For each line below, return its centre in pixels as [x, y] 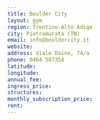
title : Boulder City [38, 14]
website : [20, 47]
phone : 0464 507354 [36, 60]
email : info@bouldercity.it [49, 40]
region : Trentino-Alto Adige [50, 27]
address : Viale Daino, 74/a [49, 54]
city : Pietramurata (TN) [44, 34]
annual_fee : [25, 79]
